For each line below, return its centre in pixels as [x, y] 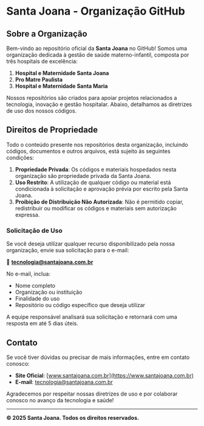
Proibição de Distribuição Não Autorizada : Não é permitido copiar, [99, 202]
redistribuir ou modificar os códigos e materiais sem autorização [96, 208]
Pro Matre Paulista [39, 80]
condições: [20, 157]
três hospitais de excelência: [42, 61]
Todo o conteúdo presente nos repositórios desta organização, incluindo [97, 144]
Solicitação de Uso [34, 230]
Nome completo [35, 286]
